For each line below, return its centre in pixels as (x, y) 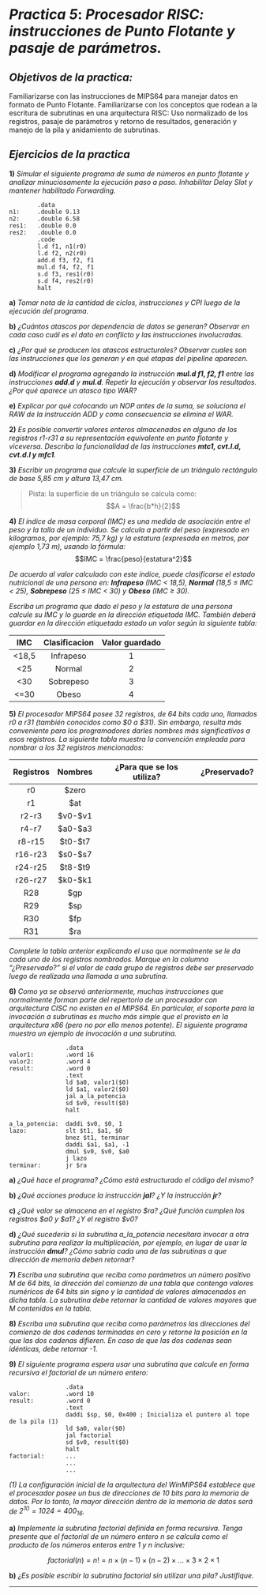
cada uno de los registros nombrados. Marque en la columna (109, 959)
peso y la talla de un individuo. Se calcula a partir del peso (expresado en (129, 529)
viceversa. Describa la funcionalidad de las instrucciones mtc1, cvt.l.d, (125, 446)
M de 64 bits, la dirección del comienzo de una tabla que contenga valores (131, 1283)
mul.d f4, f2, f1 (66, 267)
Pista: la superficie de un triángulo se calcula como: (112, 493)
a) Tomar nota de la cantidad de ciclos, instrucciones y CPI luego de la (125, 303)
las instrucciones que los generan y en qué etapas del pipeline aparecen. (129, 358)
